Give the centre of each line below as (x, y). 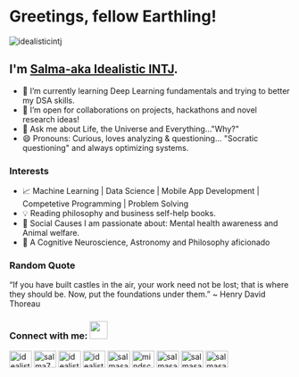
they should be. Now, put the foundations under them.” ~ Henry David (137, 294)
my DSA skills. (49, 100)
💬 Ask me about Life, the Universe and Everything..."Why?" (130, 129)
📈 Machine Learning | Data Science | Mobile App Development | (141, 191)
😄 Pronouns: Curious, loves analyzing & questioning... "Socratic (140, 138)
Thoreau (25, 304)
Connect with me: (49, 336)
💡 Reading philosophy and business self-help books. (119, 214)
